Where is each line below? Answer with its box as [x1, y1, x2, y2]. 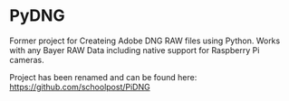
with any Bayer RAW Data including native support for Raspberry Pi [9, 44, 260, 55]
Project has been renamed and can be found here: [9, 71, 197, 82]
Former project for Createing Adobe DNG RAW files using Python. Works [9, 35, 281, 46]
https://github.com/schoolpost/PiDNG [9, 81, 151, 92]
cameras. [9, 54, 44, 65]
